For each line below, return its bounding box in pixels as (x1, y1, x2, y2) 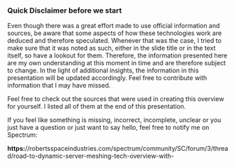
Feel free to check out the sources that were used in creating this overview (7, 95, 224, 103)
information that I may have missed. (7, 81, 111, 90)
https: (7, 145, 26, 153)
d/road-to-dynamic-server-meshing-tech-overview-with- (7, 152, 174, 160)
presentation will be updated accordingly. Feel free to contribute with (7, 74, 208, 82)
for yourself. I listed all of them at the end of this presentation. (7, 102, 186, 111)
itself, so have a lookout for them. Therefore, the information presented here (7, 51, 227, 60)
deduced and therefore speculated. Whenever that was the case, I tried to (7, 36, 222, 45)
